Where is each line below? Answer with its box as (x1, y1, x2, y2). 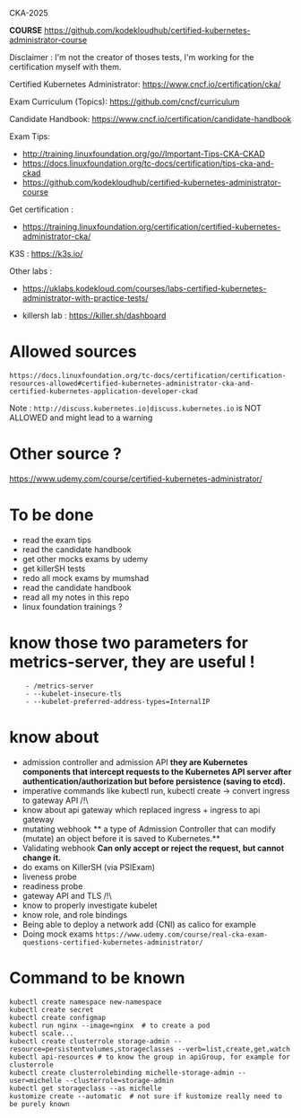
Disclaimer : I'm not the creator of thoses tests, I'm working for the (9, 52, 254, 62)
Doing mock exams (21, 929, 94, 939)
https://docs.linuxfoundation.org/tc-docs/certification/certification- (9, 371, 287, 380)
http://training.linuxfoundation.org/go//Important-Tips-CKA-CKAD (21, 148, 266, 159)
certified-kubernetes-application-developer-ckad (9, 386, 199, 396)
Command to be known (9, 967, 185, 988)
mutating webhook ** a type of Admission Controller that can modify (21, 823, 276, 834)
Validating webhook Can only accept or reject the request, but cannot (21, 842, 285, 853)
